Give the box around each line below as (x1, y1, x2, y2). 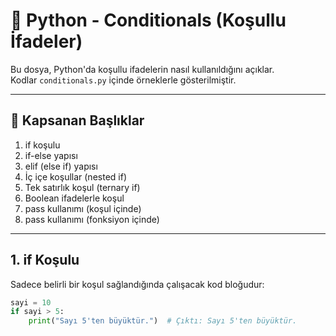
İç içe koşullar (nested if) (24, 170, 127, 183)
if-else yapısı (24, 149, 78, 161)
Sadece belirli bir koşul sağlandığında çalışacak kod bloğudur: (10, 278, 265, 290)
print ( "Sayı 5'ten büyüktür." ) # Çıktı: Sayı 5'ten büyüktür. (28, 316, 298, 326)
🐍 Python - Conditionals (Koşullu (10, 9, 287, 32)
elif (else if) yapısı (24, 160, 98, 172)
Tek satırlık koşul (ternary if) (24, 181, 141, 193)
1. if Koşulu (10, 252, 80, 269)
